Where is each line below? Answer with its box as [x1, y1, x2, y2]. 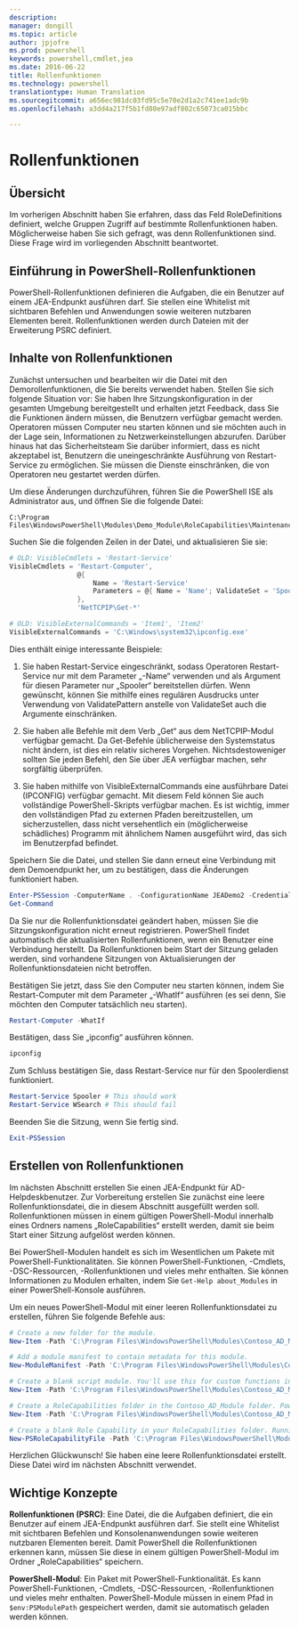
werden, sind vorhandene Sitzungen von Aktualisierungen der [9, 953, 236, 964]
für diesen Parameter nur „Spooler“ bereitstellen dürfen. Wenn [21, 680, 251, 690]
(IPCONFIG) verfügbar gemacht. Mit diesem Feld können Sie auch [21, 790, 264, 801]
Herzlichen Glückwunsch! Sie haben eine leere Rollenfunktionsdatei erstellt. [9, 1450, 287, 1461]
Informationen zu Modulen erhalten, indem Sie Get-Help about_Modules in [9, 1275, 278, 1285]
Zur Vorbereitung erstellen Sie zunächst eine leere [80, 1191, 265, 1202]
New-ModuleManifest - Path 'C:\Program [9, 1361, 153, 1370]
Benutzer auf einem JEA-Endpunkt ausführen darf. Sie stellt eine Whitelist [9, 1519, 280, 1529]
